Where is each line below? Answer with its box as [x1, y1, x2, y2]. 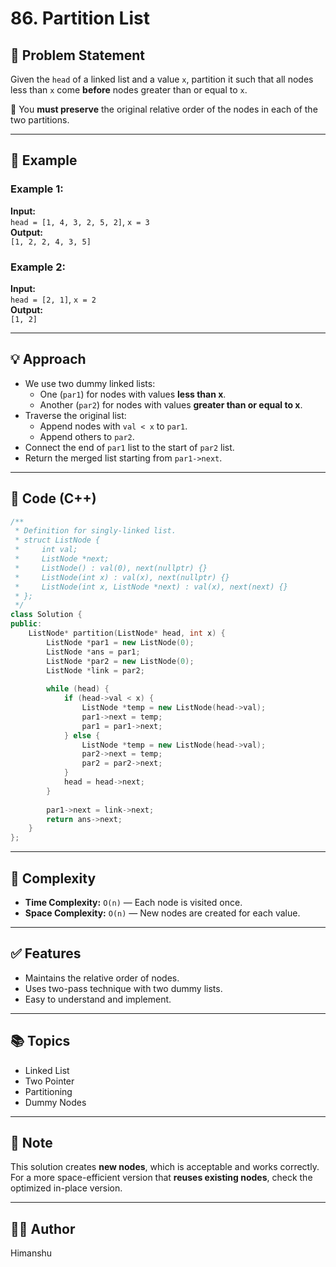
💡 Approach [10, 351, 87, 368]
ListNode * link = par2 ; [46, 665, 145, 676]
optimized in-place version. [10, 1182, 123, 1194]
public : [10, 619, 43, 629]
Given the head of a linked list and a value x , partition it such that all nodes [10, 73, 314, 85]
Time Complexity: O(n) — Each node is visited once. [24, 897, 243, 909]
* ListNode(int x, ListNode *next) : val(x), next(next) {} [14, 582, 288, 592]
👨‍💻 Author [10, 1220, 76, 1237]
